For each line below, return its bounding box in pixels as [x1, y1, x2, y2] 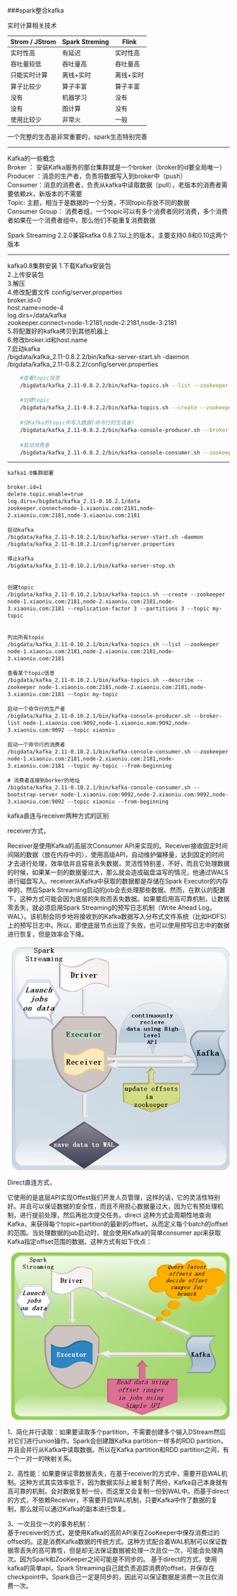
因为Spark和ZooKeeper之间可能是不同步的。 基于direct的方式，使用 [19, 1554, 217, 1563]
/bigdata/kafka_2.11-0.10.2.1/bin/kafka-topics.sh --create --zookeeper [7, 591, 226, 599]
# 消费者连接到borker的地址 [7, 777, 80, 785]
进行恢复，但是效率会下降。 [7, 930, 88, 939]
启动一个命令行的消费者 [7, 741, 66, 749]
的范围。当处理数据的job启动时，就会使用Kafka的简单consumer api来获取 [7, 1228, 221, 1237]
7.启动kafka [7, 344, 41, 353]
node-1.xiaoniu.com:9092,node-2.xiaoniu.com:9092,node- [61, 791, 229, 799]
